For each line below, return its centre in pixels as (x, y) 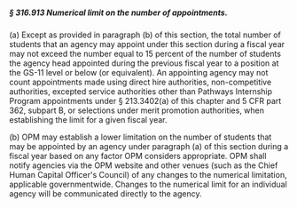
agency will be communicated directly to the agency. (106, 193)
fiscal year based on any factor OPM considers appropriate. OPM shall (138, 156)
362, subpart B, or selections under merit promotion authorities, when (137, 110)
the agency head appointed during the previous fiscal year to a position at (144, 63)
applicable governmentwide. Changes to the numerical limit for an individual (148, 184)
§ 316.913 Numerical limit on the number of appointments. (118, 12)
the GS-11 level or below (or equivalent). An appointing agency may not (139, 72)
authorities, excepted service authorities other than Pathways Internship (141, 91)
